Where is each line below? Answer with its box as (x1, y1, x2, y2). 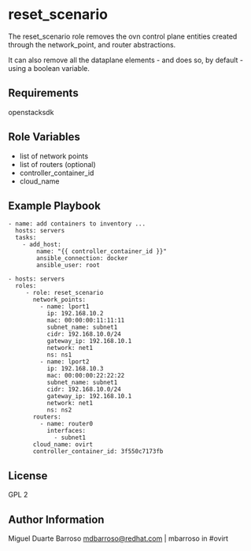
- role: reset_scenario (25, 289, 104, 297)
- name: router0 (39, 420, 93, 428)
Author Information (8, 512, 105, 526)
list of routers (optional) (19, 159, 96, 169)
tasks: (15, 234, 37, 242)
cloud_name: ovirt (32, 441, 93, 449)
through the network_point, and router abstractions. (8, 39, 176, 49)
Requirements (8, 87, 79, 100)
